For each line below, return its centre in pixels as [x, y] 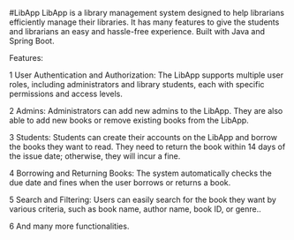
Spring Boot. [32, 41]
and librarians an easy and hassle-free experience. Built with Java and [137, 31]
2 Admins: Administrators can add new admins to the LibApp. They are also [146, 111]
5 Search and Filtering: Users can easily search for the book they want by [143, 199]
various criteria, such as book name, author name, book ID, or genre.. [136, 209]
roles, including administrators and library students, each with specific [137, 84]
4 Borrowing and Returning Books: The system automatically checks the [140, 173]
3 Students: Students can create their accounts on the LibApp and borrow [143, 137]
